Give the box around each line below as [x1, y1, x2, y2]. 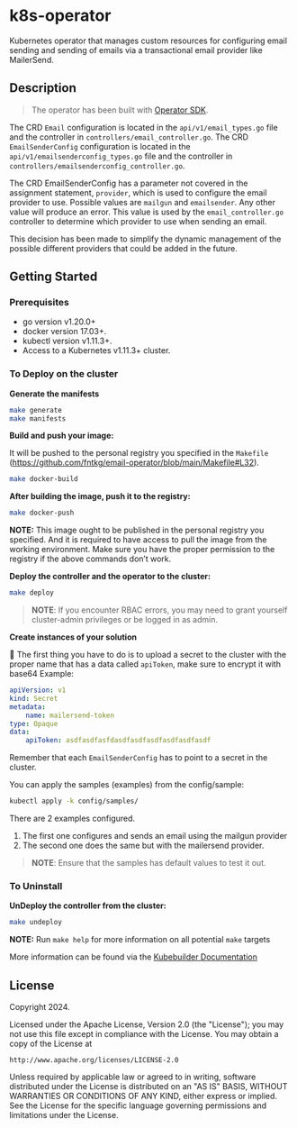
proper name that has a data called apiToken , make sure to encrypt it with [9, 659, 282, 669]
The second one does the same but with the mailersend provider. [22, 840, 265, 851]
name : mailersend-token [25, 711, 115, 720]
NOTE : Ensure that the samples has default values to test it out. [31, 858, 267, 869]
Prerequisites [9, 296, 69, 309]
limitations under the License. [9, 1110, 119, 1121]
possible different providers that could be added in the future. [9, 242, 238, 253]
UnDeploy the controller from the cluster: [9, 900, 166, 911]
